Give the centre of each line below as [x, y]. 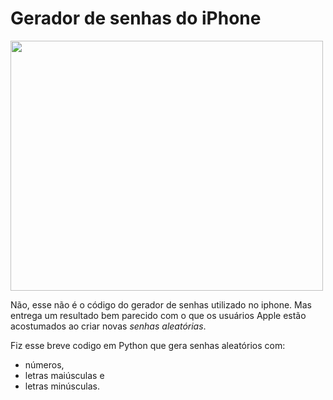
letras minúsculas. [62, 386]
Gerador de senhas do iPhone [136, 18]
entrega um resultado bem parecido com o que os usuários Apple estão [158, 315]
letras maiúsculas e [64, 375]
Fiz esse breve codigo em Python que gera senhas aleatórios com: [148, 345]
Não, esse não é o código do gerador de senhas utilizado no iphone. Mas [161, 304]
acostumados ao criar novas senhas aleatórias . [108, 326]
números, [44, 364]
